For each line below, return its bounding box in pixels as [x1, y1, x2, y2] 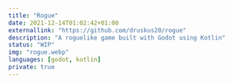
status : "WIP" [8, 41, 56, 49]
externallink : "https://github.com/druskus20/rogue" [8, 26, 187, 34]
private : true [8, 63, 56, 71]
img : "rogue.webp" [8, 48, 69, 56]
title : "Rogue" [8, 11, 59, 20]
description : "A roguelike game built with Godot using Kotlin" [8, 33, 226, 42]
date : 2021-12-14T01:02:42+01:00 [8, 19, 119, 27]
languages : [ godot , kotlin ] [8, 56, 102, 64]
